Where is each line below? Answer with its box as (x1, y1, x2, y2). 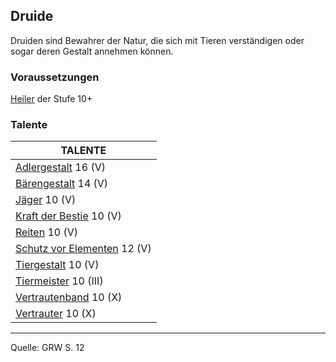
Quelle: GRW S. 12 (10, 342, 85, 354)
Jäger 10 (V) (15, 193, 77, 207)
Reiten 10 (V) (15, 225, 79, 239)
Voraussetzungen (10, 70, 100, 84)
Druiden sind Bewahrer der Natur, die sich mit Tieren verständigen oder (10, 34, 305, 46)
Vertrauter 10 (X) (15, 307, 97, 321)
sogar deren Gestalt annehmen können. (10, 45, 174, 57)
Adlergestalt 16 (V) (15, 160, 106, 174)
